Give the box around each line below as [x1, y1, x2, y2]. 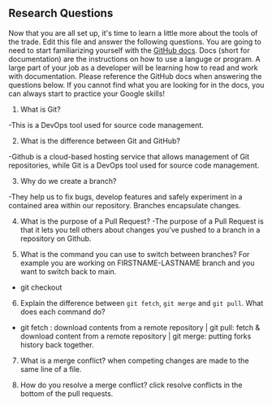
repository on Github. [19, 234, 92, 243]
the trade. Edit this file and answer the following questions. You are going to [8, 37, 261, 46]
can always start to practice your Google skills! [8, 89, 165, 98]
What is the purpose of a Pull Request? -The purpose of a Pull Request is [19, 216, 264, 226]
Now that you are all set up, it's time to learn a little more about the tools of [8, 28, 258, 37]
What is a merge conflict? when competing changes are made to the [19, 356, 249, 365]
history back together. [19, 339, 95, 349]
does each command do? [19, 307, 106, 317]
